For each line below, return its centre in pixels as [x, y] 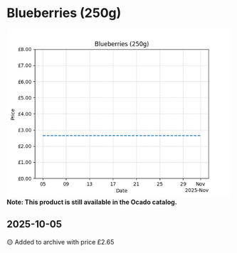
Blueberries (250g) [64, 13]
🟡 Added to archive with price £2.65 [60, 242]
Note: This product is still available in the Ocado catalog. [92, 202]
